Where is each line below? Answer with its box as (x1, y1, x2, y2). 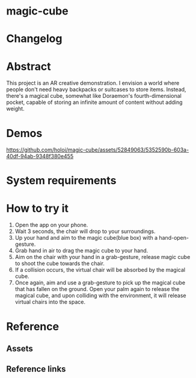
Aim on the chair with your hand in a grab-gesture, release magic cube (14, 254, 191, 261)
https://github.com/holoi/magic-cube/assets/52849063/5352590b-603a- (6, 146, 189, 153)
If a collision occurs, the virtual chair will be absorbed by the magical (14, 266, 185, 274)
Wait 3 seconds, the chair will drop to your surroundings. (14, 228, 156, 235)
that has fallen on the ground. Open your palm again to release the (14, 286, 180, 293)
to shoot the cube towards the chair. (14, 260, 105, 267)
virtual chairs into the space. (14, 298, 86, 306)
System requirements (6, 174, 117, 188)
